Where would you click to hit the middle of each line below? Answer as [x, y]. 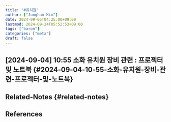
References [24, 114]
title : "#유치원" [22, 10]
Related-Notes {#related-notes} [57, 97]
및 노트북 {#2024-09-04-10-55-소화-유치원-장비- [82, 70]
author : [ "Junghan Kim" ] [32, 15]
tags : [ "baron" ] [22, 29]
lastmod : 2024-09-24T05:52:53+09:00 [44, 24]
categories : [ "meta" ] [28, 34]
